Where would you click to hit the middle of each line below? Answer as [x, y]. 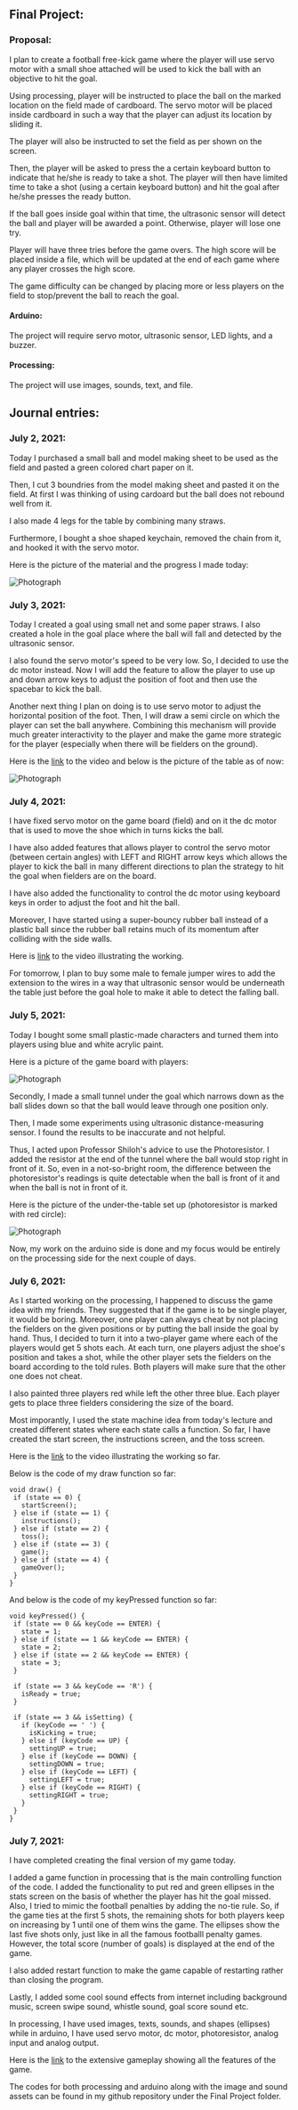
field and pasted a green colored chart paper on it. [101, 467]
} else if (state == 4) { [61, 1560]
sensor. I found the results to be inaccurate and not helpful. [118, 1132]
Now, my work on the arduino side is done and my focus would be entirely [145, 1248]
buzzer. [23, 345]
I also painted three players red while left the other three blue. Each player [145, 1393]
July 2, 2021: [38, 438]
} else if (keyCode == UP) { [75, 1741]
